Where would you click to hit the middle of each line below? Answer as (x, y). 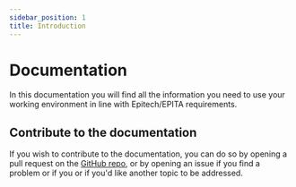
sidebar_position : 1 (48, 17)
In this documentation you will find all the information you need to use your (147, 95)
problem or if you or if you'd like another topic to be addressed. (126, 173)
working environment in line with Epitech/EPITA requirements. (123, 105)
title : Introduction (48, 26)
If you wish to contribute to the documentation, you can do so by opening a (148, 154)
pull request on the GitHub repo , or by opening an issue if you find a (135, 164)
